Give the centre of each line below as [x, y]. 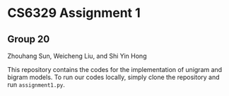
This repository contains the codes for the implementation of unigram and [115, 70]
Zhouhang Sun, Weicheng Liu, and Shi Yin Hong [77, 56]
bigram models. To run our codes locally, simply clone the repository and [114, 77]
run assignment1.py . [36, 85]
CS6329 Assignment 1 [74, 13]
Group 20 [29, 39]
